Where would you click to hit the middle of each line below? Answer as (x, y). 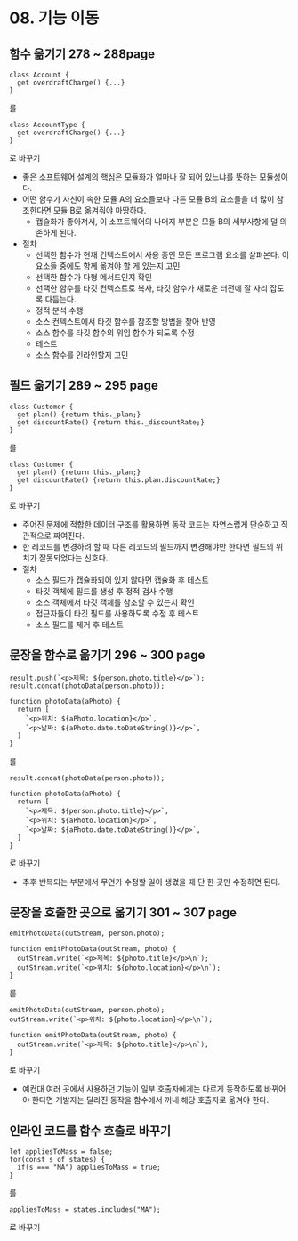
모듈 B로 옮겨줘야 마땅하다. (100, 210)
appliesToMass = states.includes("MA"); (85, 1210)
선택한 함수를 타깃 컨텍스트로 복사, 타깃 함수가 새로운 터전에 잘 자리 (152, 288)
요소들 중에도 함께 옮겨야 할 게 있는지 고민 (108, 266)
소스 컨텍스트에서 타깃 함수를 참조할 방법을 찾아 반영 (125, 322)
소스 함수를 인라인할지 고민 (82, 355)
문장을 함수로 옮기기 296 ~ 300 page (107, 655)
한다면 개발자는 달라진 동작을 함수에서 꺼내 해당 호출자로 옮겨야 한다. (150, 1100)
